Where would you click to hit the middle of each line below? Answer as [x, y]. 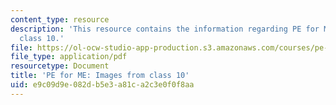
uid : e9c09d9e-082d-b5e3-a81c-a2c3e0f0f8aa [102, 85]
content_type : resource [60, 19]
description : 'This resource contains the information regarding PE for [165, 29]
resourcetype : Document [60, 66]
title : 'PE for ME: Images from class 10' [100, 76]
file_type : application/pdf [69, 57]
